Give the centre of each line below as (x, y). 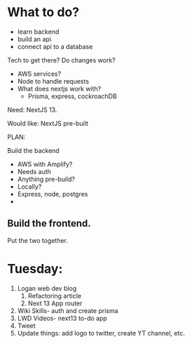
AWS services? (39, 74)
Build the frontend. (49, 224)
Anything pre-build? (46, 179)
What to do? (43, 12)
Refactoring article (55, 296)
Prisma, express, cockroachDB (72, 96)
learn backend (38, 32)
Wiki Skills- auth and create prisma (68, 310)
